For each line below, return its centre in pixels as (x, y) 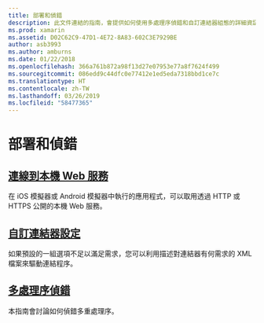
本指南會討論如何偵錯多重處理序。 (63, 310)
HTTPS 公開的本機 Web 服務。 (58, 206)
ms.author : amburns (40, 52)
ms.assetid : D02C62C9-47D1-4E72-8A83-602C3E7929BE (93, 37)
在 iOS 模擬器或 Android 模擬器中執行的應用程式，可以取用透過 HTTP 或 (125, 196)
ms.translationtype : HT (47, 81)
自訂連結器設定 (44, 233)
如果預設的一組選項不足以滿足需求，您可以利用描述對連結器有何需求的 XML (130, 253)
